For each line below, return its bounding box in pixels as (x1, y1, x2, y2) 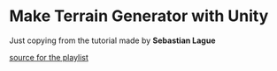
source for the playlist (9, 52, 88, 62)
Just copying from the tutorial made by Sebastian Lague (9, 35, 216, 46)
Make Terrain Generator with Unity (9, 6, 269, 26)
